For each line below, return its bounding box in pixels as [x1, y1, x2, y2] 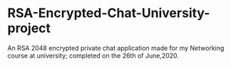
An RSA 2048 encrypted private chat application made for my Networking [7, 43, 225, 52]
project [7, 20, 51, 36]
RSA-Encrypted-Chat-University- [7, 5, 210, 21]
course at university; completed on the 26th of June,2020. [7, 51, 180, 60]
